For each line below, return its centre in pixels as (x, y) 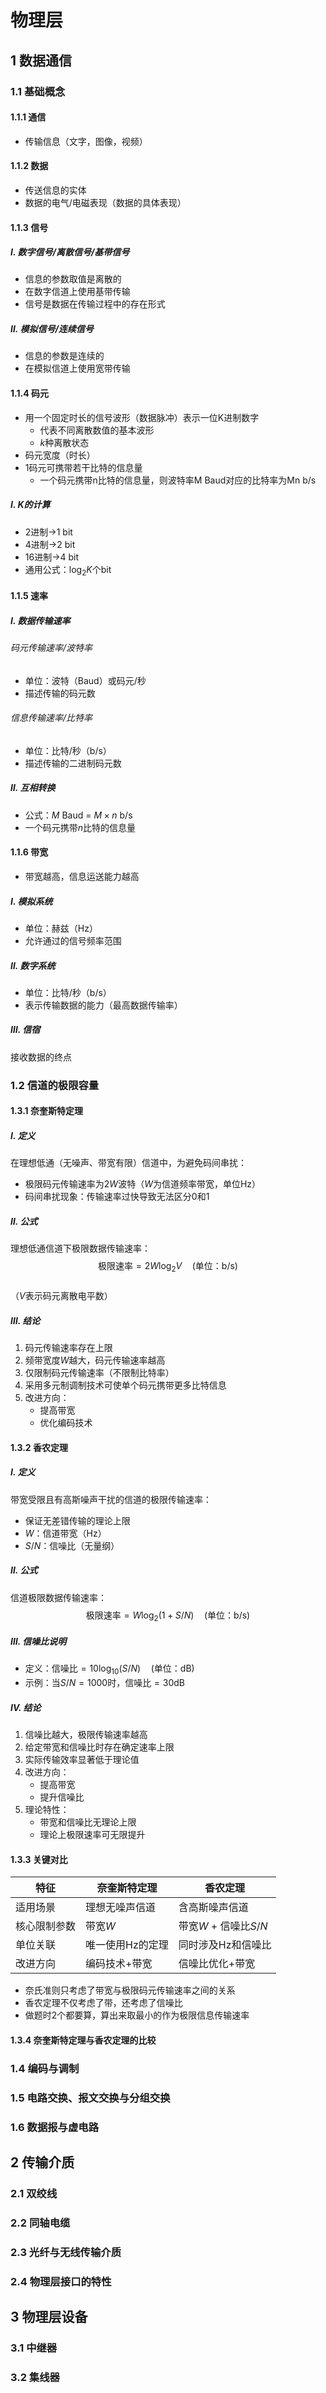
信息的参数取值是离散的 (73, 279)
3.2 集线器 (35, 2378)
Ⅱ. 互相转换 (33, 788)
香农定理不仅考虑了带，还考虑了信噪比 (103, 2003)
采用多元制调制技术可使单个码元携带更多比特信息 (125, 1385)
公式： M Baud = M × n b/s (78, 815)
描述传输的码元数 (60, 693)
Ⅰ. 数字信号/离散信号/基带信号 (70, 252)
